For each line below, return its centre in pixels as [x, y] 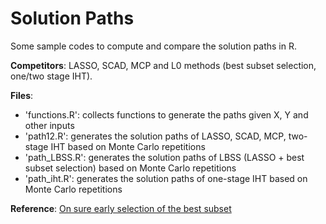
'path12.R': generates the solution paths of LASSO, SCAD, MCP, [155, 136]
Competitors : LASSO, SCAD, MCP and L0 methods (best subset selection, [163, 65]
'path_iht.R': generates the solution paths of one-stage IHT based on [166, 178]
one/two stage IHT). [51, 76]
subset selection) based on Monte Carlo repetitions [130, 168]
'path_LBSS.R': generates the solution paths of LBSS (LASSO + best [164, 157]
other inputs [49, 125]
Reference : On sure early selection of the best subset [121, 208]
